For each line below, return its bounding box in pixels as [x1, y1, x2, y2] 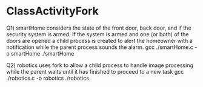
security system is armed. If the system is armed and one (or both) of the [6, 30, 189, 37]
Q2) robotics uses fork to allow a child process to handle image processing [6, 62, 194, 69]
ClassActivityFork [6, 4, 99, 18]
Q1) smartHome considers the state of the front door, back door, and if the [6, 24, 192, 31]
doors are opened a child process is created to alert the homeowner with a [6, 37, 193, 44]
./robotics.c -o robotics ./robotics [6, 74, 90, 82]
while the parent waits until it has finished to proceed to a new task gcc [6, 68, 184, 75]
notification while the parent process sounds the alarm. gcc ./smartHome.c [6, 43, 194, 51]
